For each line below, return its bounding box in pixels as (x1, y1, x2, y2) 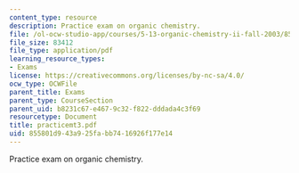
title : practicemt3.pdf (9, 121, 98, 130)
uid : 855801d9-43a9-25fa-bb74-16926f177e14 (9, 129, 174, 138)
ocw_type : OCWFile (9, 79, 77, 88)
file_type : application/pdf (9, 46, 114, 55)
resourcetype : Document (9, 112, 98, 121)
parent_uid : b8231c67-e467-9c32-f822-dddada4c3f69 (9, 104, 201, 113)
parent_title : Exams (9, 87, 86, 96)
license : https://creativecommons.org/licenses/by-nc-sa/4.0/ (9, 71, 245, 80)
